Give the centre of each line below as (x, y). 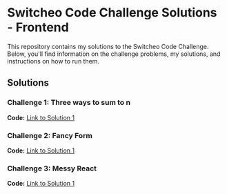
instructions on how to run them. (53, 61)
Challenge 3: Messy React (52, 168)
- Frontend (38, 27)
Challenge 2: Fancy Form (50, 135)
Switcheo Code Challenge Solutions (112, 13)
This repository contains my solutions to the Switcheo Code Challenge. (108, 46)
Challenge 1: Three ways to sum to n (69, 103)
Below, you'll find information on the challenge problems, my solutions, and (114, 54)
